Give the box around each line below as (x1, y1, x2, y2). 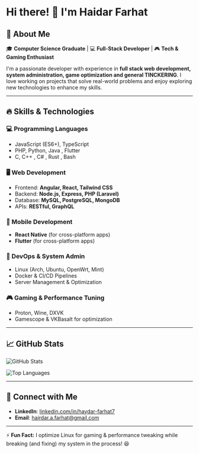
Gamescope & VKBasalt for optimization (14, 315, 113, 323)
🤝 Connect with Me (6, 392, 78, 402)
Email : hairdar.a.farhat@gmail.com (14, 414, 99, 421)
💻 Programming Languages (6, 125, 88, 133)
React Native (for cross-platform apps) (14, 231, 111, 238)
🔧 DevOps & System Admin (6, 252, 85, 260)
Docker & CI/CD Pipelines (14, 272, 77, 279)
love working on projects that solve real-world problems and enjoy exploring (6, 78, 192, 85)
